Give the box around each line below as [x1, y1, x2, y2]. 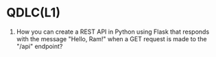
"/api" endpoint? [16, 42, 63, 50]
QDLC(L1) [6, 5, 61, 21]
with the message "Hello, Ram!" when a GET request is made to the [16, 34, 207, 43]
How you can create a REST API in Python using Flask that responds [16, 27, 210, 36]
